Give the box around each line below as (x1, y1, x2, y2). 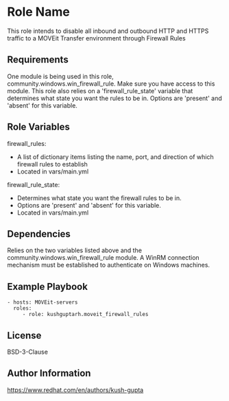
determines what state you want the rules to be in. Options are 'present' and (7, 94, 223, 102)
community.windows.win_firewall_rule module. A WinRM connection (7, 254, 200, 262)
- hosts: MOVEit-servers (7, 299, 78, 306)
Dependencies (7, 228, 71, 240)
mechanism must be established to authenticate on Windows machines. (7, 261, 210, 269)
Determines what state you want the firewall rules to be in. (16, 193, 182, 202)
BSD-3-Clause (7, 348, 48, 356)
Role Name (7, 4, 70, 20)
